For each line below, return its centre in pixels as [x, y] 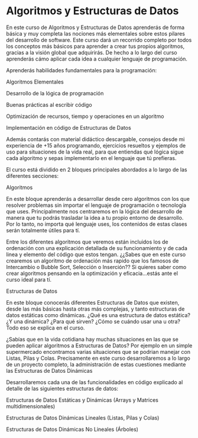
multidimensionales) [31, 406]
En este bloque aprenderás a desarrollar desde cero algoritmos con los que [98, 199]
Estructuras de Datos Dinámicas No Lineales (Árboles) [72, 429]
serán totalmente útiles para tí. [43, 230]
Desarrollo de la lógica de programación [55, 93]
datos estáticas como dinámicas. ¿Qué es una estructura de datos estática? [98, 315]
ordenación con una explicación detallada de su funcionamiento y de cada [97, 248]
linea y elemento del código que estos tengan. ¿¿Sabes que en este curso [96, 254]
